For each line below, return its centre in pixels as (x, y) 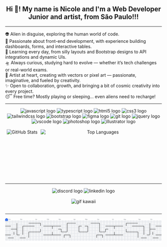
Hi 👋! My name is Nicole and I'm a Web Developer (83, 9)
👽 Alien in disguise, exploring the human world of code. (62, 34)
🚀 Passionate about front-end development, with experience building (76, 41)
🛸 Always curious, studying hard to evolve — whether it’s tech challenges (81, 62)
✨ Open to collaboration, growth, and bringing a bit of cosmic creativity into (83, 86)
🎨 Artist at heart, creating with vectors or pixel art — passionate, (71, 75)
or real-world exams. (27, 70)
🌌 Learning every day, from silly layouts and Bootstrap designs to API (76, 52)
